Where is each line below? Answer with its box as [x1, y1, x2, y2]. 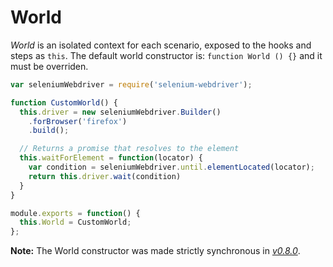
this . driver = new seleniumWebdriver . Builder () [19, 107, 222, 117]
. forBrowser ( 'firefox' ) [28, 116, 128, 126]
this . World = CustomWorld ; [19, 217, 132, 228]
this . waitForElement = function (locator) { [19, 153, 203, 163]
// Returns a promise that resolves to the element [19, 144, 240, 154]
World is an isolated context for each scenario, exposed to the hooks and [10, 39, 312, 51]
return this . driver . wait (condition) [28, 171, 182, 181]
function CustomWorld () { [10, 97, 118, 108]
